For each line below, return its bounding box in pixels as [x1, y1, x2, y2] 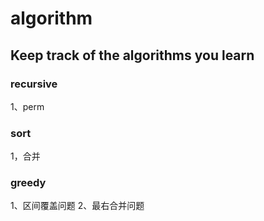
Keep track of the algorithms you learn [10, 47, 255, 64]
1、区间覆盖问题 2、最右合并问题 [10, 200, 145, 212]
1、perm [10, 100, 45, 112]
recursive [10, 77, 58, 91]
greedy [10, 176, 47, 190]
